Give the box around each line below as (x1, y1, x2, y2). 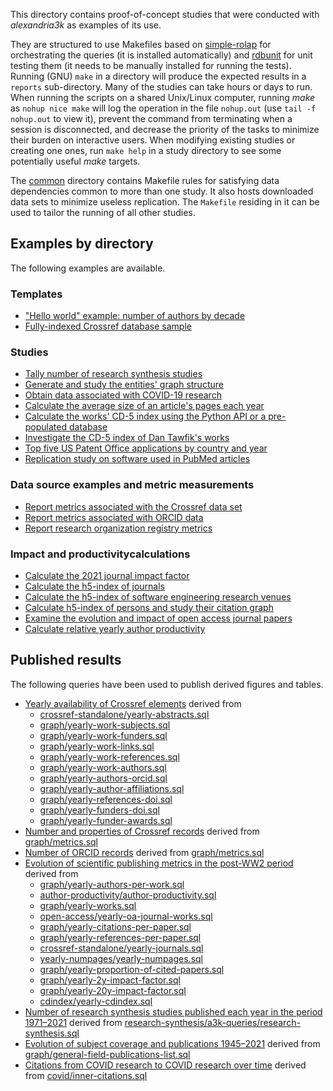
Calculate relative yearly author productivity (24, 623, 206, 634)
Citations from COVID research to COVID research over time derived (24, 1059, 307, 1071)
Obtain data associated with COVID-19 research (24, 389, 222, 401)
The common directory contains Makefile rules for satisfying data (10, 175, 280, 186)
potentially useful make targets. (10, 155, 141, 167)
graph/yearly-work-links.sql (39, 740, 155, 752)
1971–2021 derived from (24, 1016, 123, 1028)
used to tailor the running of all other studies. (10, 207, 196, 218)
